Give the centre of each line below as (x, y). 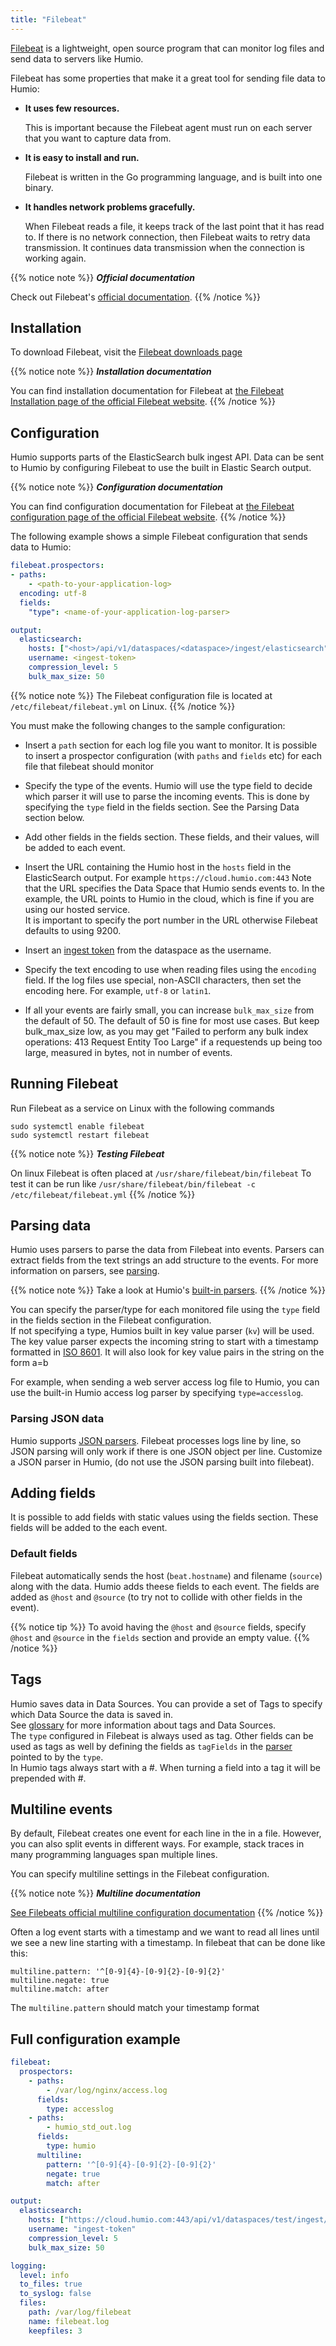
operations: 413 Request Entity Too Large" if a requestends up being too (173, 1042)
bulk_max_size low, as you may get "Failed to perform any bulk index (166, 1031)
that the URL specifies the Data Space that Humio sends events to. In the (174, 888)
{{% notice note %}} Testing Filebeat (87, 1153)
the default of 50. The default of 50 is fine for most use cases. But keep (172, 1020)
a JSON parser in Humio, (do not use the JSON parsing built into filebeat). (162, 1462)
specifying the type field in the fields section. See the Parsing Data (162, 807)
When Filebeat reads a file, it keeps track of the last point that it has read (174, 226)
